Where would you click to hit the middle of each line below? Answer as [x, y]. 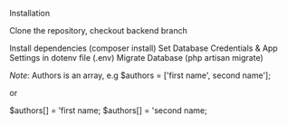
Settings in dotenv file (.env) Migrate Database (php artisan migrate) [137, 58]
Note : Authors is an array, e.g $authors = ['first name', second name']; [140, 75]
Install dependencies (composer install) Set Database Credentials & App [143, 48]
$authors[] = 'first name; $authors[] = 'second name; [109, 111]
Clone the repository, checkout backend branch [98, 30]
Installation [30, 13]
